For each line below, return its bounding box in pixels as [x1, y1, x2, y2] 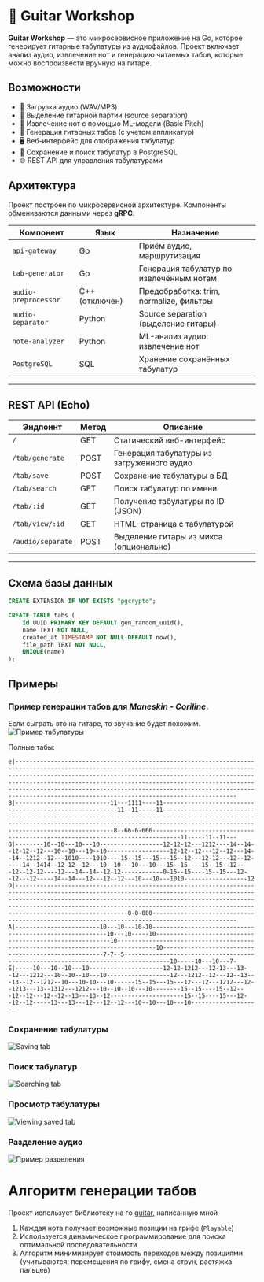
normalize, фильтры [138, 295, 214, 306]
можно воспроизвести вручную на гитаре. [8, 58, 152, 68]
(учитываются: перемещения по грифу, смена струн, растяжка [19, 1257, 233, 1266]
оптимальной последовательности [19, 1240, 137, 1249]
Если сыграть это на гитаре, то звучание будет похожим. [8, 718, 201, 728]
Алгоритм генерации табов [8, 1182, 197, 1200]
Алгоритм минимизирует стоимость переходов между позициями [19, 1248, 244, 1258]
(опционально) [113, 541, 171, 552]
